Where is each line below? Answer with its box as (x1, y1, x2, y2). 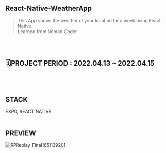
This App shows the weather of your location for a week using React (17, 17, 161, 23)
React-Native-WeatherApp (5, 4, 92, 13)
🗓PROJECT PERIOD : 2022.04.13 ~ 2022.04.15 (5, 59, 155, 68)
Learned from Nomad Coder (17, 28, 77, 35)
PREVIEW (5, 129, 37, 137)
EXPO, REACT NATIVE (5, 109, 52, 115)
